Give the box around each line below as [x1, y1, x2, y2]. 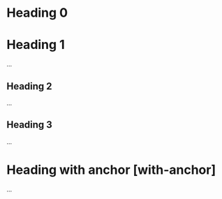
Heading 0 [6, 5, 68, 21]
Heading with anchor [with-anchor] [6, 162, 216, 177]
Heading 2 [6, 80, 53, 92]
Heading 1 [6, 37, 66, 53]
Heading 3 [6, 119, 53, 131]
